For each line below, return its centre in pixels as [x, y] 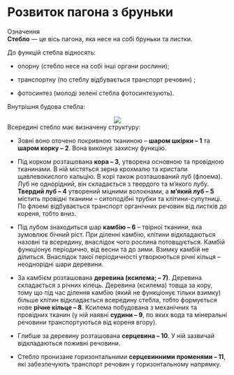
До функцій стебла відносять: [52, 52]
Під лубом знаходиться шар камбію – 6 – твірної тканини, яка [110, 227]
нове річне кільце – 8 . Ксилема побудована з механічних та [107, 307]
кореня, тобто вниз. [47, 213]
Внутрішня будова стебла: [46, 106]
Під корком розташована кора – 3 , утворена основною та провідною [120, 161]
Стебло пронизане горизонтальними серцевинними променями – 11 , [121, 356]
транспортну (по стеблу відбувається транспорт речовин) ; [107, 79]
